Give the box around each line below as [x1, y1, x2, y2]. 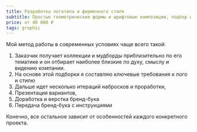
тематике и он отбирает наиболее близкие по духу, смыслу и [14, 58, 169, 65]
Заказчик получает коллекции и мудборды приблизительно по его [14, 52, 182, 59]
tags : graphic [6, 25, 41, 31]
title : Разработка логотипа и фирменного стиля [6, 8, 125, 15]
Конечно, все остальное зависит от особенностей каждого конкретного [6, 113, 188, 120]
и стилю [14, 77, 35, 84]
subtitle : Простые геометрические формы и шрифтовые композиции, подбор [6, 14, 188, 20]
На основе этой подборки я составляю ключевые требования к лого [14, 71, 188, 78]
